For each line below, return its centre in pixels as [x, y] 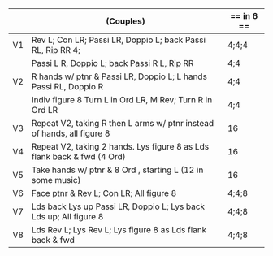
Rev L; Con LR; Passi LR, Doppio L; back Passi [118, 40]
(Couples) [125, 21]
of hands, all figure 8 [71, 133]
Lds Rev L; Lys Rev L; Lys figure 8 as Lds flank [119, 230]
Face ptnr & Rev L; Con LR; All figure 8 [104, 193]
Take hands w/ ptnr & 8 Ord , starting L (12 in [117, 170]
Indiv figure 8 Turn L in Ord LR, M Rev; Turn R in [122, 100]
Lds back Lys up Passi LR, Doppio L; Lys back [118, 206]
